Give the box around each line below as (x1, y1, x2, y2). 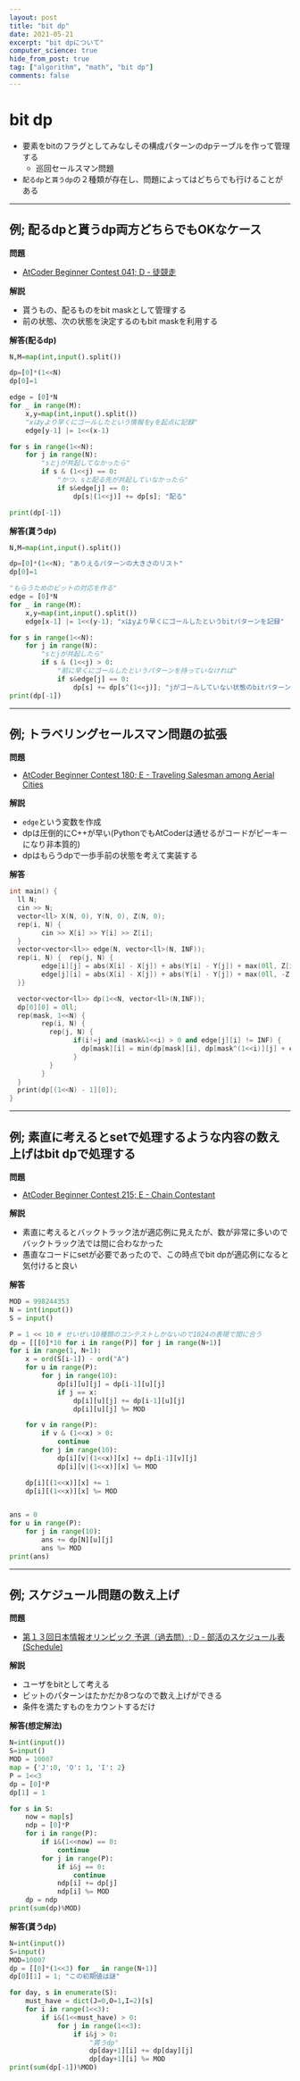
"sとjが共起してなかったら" (41, 459, 131, 468)
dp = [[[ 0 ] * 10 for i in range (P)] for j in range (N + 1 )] (9, 1338, 221, 1347)
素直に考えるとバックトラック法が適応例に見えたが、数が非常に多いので (21, 1227, 288, 1237)
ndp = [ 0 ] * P (25, 1821, 70, 1830)
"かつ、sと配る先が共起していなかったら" (56, 475, 189, 484)
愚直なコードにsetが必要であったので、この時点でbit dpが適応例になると (21, 1249, 289, 1259)
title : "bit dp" (9, 21, 70, 30)
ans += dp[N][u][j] (41, 1535, 114, 1544)
